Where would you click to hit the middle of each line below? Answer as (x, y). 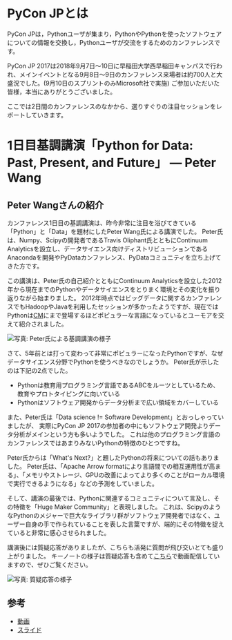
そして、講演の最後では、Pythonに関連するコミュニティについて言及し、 (110, 498)
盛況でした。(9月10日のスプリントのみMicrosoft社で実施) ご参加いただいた (113, 83)
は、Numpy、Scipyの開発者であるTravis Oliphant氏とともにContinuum (108, 240)
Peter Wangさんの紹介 (56, 205)
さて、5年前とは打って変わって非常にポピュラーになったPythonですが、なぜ (115, 353)
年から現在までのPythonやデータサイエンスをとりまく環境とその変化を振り (114, 289)
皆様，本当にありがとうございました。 (61, 91)
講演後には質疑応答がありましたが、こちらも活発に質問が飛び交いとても (110, 547)
